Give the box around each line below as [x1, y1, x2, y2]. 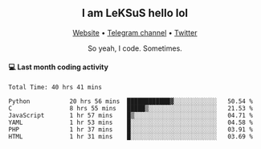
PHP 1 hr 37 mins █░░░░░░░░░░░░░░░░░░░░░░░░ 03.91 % [8, 126, 253, 134]
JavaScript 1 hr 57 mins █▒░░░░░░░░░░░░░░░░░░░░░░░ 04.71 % [8, 112, 253, 120]
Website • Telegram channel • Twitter [72, 27, 198, 37]
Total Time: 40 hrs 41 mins [8, 84, 103, 92]
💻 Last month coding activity [8, 62, 108, 72]
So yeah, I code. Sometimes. [88, 43, 182, 53]
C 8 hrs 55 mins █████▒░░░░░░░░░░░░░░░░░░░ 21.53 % [8, 105, 253, 113]
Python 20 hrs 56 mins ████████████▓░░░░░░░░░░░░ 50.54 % [8, 97, 253, 106]
